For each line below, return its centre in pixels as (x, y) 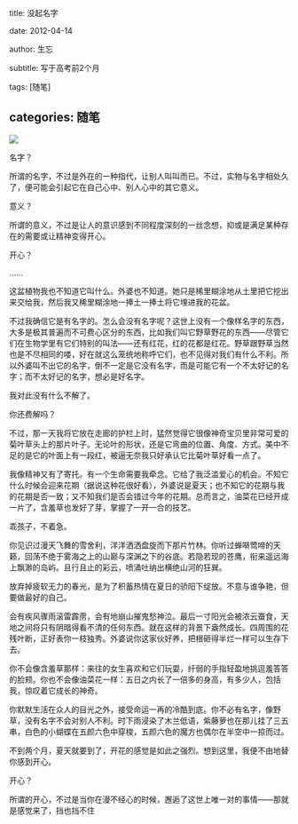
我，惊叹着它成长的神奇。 (56, 690)
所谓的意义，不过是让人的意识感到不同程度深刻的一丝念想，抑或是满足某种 (145, 225)
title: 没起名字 (34, 13)
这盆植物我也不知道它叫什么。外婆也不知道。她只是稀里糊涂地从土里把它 (141, 290)
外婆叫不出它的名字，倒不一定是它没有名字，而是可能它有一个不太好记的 (149, 365)
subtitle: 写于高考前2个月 (55, 68)
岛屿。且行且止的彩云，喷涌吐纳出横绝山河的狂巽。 (133, 567)
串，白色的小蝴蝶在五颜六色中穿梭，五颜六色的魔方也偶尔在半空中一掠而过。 (149, 732)
